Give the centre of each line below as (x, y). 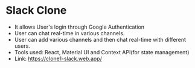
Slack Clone (36, 10)
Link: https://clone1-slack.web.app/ (58, 58)
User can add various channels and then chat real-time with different (100, 39)
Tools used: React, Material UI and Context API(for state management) (102, 52)
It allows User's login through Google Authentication (79, 27)
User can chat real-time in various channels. (69, 33)
